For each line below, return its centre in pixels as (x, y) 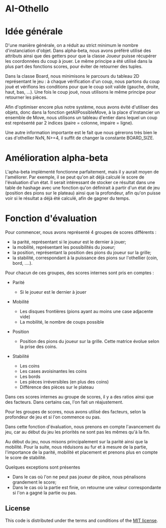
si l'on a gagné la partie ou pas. (44, 493)
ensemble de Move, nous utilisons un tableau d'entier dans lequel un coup (81, 118)
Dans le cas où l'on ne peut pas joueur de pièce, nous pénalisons (79, 477)
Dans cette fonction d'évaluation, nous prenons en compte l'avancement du (83, 427)
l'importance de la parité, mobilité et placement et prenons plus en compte (82, 452)
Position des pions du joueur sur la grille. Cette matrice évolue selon (89, 341)
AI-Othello (27, 9)
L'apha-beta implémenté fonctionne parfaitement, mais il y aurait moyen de (82, 172)
